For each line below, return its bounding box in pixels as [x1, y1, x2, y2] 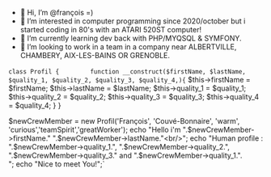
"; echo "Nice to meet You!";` [8, 159, 105, 169]
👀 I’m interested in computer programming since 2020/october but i [19, 16, 246, 26]
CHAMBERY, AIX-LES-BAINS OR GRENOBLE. [19, 51, 171, 60]
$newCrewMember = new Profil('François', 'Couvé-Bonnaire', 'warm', [8, 116, 240, 125]
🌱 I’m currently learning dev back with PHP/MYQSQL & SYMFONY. [19, 33, 242, 43]
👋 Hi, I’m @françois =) [19, 8, 94, 17]
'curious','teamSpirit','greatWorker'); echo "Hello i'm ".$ [8, 125, 193, 134]
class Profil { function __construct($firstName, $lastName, [8, 68, 247, 76]
